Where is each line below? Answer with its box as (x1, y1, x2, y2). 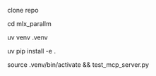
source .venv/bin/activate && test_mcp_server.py (7, 61, 150, 69)
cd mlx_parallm (7, 20, 52, 27)
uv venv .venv (7, 33, 48, 42)
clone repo (7, 6, 39, 14)
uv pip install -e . (7, 47, 56, 55)
